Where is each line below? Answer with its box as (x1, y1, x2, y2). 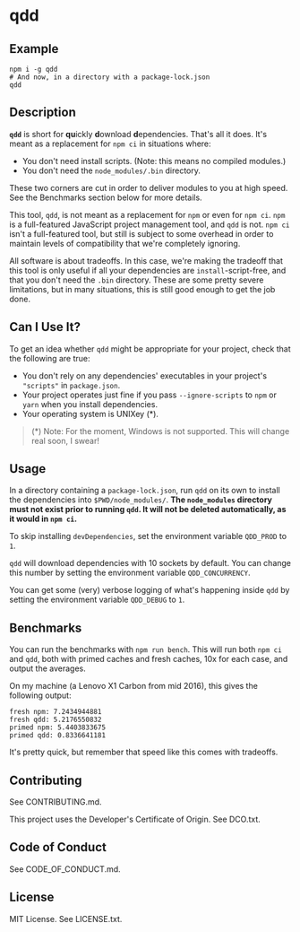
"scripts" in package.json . (21, 379, 121, 390)
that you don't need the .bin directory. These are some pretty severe (9, 274, 264, 285)
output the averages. (9, 663, 87, 674)
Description (9, 105, 76, 120)
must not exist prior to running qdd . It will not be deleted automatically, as (9, 504, 287, 515)
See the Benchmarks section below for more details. (9, 192, 203, 203)
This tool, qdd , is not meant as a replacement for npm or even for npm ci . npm (9, 209, 286, 220)
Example (9, 41, 59, 57)
